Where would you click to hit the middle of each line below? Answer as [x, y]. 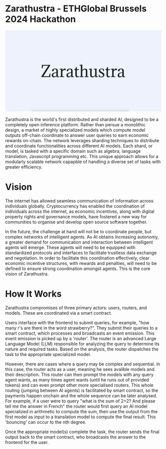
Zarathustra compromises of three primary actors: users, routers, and [76, 308]
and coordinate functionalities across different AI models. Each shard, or [79, 146]
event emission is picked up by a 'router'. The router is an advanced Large [81, 338]
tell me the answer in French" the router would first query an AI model [76, 406]
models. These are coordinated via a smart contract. [59, 313]
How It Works [33, 294]
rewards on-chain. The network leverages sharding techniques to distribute [82, 140]
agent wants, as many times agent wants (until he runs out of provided [77, 380]
